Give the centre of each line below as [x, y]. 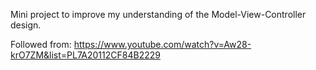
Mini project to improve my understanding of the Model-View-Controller [158, 14]
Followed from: [41, 44]
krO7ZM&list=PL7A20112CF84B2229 [85, 55]
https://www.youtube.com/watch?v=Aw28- [162, 44]
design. [26, 25]
